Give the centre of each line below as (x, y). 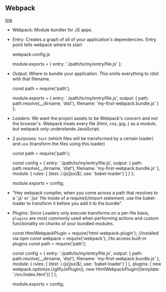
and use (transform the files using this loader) (58, 144)
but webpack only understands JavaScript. (56, 129)
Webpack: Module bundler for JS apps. (52, 30)
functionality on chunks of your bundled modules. (63, 223)
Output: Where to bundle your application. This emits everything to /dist (85, 73)
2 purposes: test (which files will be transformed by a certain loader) (83, 138)
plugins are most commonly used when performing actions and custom (85, 218)
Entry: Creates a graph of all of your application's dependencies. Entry (84, 39)
